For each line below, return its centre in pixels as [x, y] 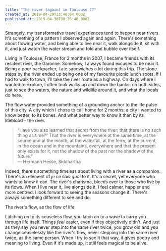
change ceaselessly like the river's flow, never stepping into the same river [81, 233]
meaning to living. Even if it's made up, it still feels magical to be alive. [76, 243]
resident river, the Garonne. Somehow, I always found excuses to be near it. [82, 64]
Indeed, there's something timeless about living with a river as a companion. [83, 171]
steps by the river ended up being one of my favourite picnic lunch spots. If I [83, 74]
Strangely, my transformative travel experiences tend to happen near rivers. [83, 33]
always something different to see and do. [48, 198]
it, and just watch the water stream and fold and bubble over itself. [73, 49]
